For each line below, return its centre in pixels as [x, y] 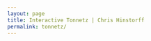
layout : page [26, 14]
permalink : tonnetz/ [37, 26]
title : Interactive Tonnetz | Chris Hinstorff [76, 20]
